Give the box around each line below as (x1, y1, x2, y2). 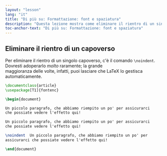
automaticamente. (5, 73, 42, 79)
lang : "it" (5, 12, 28, 17)
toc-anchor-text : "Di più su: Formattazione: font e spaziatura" (5, 26, 143, 31)
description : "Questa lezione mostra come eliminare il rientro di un (5, 21, 155, 26)
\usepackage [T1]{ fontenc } (5, 88, 59, 93)
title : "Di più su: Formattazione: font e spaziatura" (5, 16, 121, 21)
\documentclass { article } (5, 83, 57, 88)
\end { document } (5, 147, 37, 152)
